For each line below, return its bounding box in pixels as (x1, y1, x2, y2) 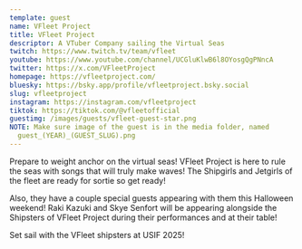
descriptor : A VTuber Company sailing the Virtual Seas (9, 38, 225, 48)
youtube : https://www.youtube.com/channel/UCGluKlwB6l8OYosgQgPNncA (9, 55, 274, 64)
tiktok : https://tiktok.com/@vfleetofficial (9, 106, 180, 115)
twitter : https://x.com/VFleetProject (9, 64, 156, 73)
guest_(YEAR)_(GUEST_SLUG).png (17, 131, 136, 140)
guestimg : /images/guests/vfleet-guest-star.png (9, 114, 197, 123)
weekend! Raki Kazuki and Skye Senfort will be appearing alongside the (9, 202, 278, 213)
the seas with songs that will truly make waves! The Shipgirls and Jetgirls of (9, 165, 293, 177)
